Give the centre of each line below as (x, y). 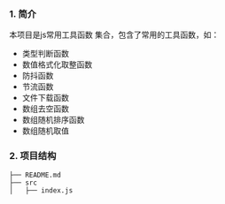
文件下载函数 (45, 98)
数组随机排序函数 (53, 120)
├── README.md (35, 175)
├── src (23, 183)
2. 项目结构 (33, 156)
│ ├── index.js (41, 190)
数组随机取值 (45, 131)
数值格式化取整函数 (57, 64)
